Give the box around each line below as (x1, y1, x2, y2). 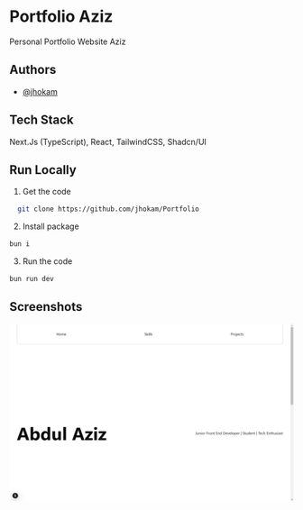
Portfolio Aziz (9, 6, 114, 27)
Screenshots (9, 299, 83, 314)
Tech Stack (9, 113, 74, 128)
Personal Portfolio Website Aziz (9, 36, 126, 47)
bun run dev (9, 275, 54, 284)
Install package (22, 221, 79, 232)
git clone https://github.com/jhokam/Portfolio (17, 205, 200, 214)
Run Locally (9, 162, 77, 178)
